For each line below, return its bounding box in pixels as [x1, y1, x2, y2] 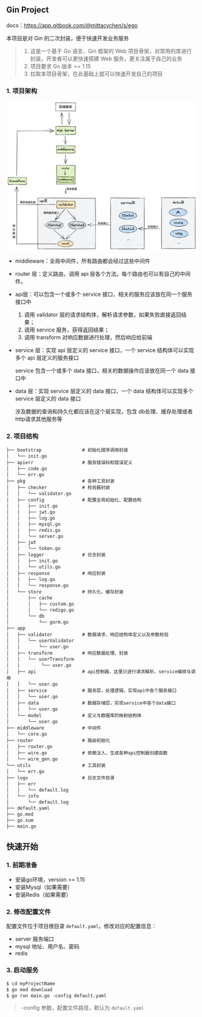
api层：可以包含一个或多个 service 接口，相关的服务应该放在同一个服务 [15, 290, 192, 298]
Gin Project [6, 5, 50, 15]
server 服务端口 [15, 935, 54, 943]
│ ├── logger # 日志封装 [6, 552, 106, 558]
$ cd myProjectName [6, 981, 56, 987]
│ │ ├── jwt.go [6, 509, 56, 515]
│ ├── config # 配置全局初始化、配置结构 [6, 497, 142, 503]
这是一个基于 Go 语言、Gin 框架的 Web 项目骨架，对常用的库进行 [30, 47, 192, 54]
